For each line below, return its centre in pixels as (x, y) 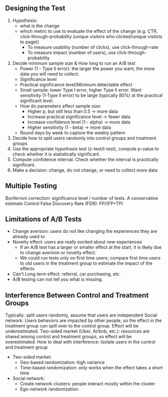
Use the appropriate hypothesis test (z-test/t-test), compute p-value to (86, 148)
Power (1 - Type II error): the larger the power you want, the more (87, 68)
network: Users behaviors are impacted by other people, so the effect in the (83, 321)
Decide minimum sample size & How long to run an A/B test (74, 63)
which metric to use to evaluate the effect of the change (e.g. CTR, (89, 31)
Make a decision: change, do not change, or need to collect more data (85, 170)
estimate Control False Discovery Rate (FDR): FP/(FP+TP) (64, 203)
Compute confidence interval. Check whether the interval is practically (86, 159)
